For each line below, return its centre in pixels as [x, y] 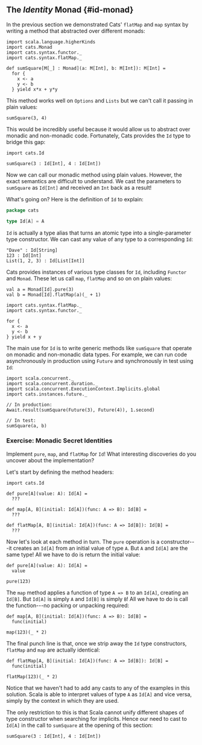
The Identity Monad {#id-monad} [70, 10]
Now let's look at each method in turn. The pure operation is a [83, 541]
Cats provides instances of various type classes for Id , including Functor [96, 272]
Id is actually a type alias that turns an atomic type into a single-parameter [99, 233]
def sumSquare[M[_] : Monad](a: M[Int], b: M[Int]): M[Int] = [86, 68]
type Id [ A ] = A [25, 221]
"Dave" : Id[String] [32, 250]
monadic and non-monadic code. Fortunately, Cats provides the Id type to [99, 136]
